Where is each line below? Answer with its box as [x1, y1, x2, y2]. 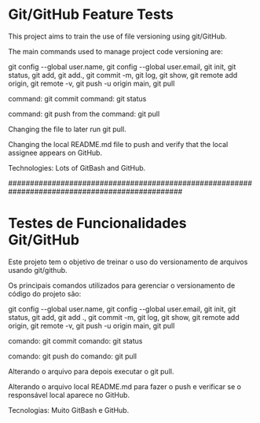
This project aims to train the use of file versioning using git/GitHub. [8, 31, 228, 41]
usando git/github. [8, 265, 68, 274]
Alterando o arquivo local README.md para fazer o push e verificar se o [8, 381, 242, 391]
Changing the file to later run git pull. [8, 124, 127, 134]
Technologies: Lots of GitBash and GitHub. [8, 163, 146, 172]
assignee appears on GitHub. [8, 148, 103, 157]
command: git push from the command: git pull [8, 109, 160, 119]
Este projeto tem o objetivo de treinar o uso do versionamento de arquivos [8, 257, 248, 267]
